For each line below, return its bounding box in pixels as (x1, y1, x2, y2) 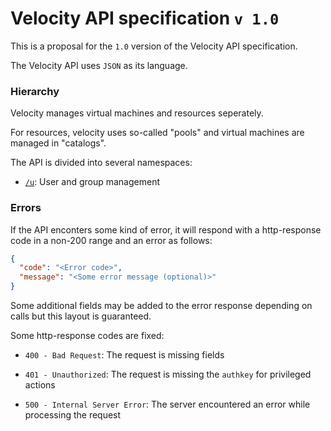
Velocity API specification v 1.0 (10, 7, 280, 30)
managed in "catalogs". (10, 137, 107, 149)
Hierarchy (10, 84, 60, 98)
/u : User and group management (24, 176, 161, 188)
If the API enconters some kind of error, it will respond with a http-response (10, 223, 322, 236)
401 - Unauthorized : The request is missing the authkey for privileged (24, 368, 312, 381)
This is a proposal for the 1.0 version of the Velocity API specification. (10, 40, 298, 52)
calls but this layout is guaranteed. (10, 310, 152, 322)
